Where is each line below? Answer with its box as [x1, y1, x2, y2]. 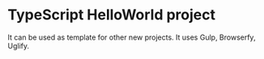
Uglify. [7, 40, 30, 50]
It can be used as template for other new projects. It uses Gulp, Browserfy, [7, 32, 256, 42]
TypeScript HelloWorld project [7, 6, 216, 24]
